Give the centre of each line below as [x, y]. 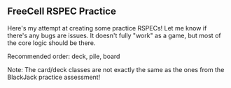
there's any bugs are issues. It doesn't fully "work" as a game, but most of [114, 35]
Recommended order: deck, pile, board [64, 56]
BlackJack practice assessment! [54, 77]
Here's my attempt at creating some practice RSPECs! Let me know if [107, 28]
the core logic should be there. [51, 43]
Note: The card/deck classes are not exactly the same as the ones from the [116, 69]
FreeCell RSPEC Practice [62, 11]
